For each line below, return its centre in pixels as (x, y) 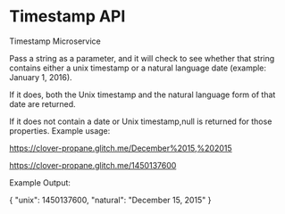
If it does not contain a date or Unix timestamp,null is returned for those (141, 121)
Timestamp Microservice (55, 41)
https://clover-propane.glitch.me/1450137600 (93, 165)
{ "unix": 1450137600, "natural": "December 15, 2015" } (110, 200)
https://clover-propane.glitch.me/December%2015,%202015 (121, 148)
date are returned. (42, 103)
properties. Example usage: (60, 130)
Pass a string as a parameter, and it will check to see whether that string (142, 58)
